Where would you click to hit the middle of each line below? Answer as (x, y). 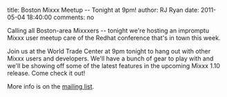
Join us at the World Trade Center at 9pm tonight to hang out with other (109, 51)
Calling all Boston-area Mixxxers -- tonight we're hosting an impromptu (108, 31)
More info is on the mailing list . (51, 86)
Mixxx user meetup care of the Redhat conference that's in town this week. (114, 38)
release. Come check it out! (46, 73)
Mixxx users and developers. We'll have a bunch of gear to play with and (110, 58)
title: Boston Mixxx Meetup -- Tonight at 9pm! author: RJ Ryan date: (103, 10)
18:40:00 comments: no (60, 17)
